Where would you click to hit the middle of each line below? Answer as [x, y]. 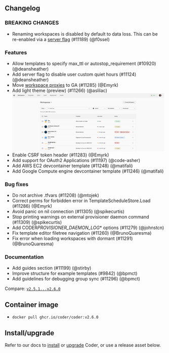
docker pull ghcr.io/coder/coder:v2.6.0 [55, 317]
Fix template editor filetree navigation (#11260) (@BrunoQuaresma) [82, 233]
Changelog [23, 8]
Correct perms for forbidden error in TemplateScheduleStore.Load [81, 201]
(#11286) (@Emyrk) [32, 206]
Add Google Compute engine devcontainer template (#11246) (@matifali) [88, 171]
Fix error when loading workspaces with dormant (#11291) [72, 239]
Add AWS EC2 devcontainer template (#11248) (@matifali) [72, 166]
